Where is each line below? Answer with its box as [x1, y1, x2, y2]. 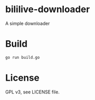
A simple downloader [5, 20, 50, 26]
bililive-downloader [5, 4, 90, 15]
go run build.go [5, 55, 40, 60]
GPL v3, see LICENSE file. [5, 89, 60, 95]
